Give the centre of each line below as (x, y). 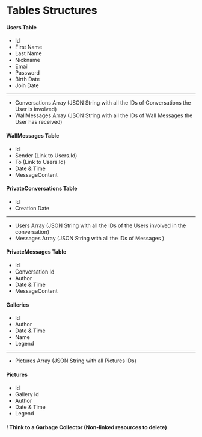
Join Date (27, 85)
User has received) (38, 122)
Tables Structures (52, 11)
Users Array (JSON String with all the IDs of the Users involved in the (100, 225)
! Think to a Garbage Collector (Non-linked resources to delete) (87, 427)
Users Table (22, 27)
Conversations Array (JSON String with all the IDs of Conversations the (103, 103)
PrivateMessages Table (36, 252)
